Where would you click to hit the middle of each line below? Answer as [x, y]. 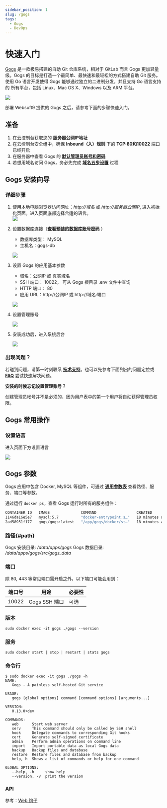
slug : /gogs [17, 14]
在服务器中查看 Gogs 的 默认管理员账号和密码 [59, 156]
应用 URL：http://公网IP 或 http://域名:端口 [63, 294]
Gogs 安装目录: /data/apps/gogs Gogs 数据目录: [54, 548]
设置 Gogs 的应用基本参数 [39, 265]
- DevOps [19, 28]
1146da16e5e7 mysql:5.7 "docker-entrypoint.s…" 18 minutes [82, 517]
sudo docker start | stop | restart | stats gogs [58, 652]
